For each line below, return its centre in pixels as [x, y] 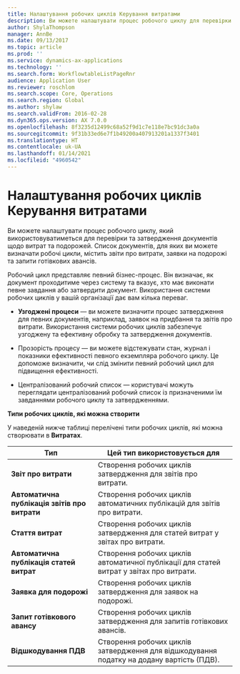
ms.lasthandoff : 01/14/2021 [49, 154]
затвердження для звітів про [147, 474]
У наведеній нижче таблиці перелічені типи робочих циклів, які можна [115, 427]
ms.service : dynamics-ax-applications [65, 61]
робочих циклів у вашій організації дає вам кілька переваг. [98, 297]
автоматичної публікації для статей [159, 562]
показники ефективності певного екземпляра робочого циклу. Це [118, 355]
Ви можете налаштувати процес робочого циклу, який [90, 230]
